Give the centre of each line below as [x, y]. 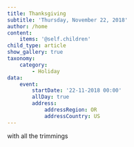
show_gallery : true [35, 52]
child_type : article [37, 46]
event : [29, 84]
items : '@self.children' [55, 39]
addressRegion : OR [70, 110]
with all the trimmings [38, 136]
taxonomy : [21, 59]
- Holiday [46, 71]
